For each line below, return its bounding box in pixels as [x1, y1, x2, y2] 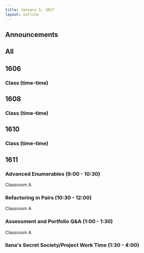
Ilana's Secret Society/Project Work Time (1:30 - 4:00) [5, 242, 140, 249]
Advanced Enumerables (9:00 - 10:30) [5, 170, 101, 177]
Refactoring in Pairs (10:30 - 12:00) [5, 194, 92, 201]
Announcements [5, 30, 58, 39]
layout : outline [5, 12, 39, 17]
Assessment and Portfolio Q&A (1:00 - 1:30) [5, 218, 113, 225]
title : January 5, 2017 [5, 7, 55, 12]
